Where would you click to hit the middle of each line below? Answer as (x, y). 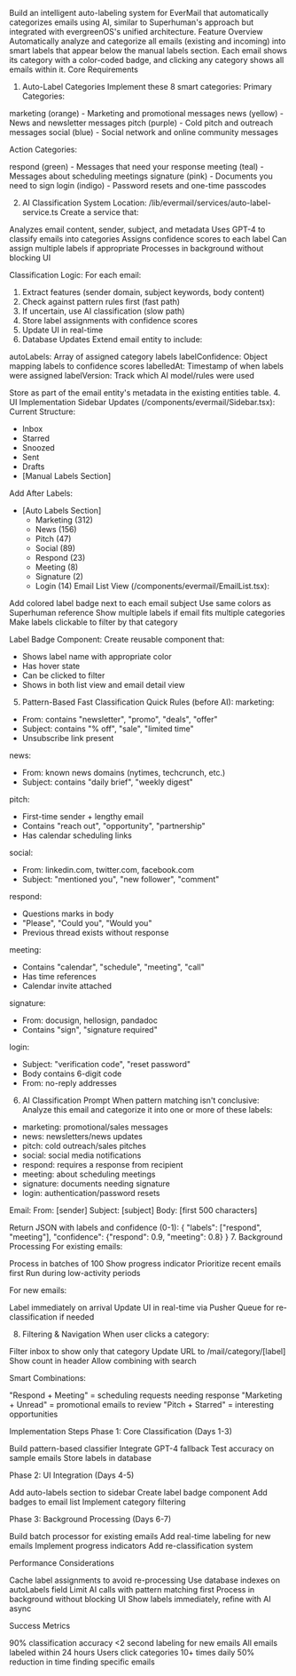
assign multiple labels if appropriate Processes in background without (136, 248)
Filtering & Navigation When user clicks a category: (116, 1334)
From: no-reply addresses (69, 1083)
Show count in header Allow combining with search (103, 1361)
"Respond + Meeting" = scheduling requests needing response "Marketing (146, 1395)
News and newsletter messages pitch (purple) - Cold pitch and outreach (141, 123)
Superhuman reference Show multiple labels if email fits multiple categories (147, 613)
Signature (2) (59, 576)
